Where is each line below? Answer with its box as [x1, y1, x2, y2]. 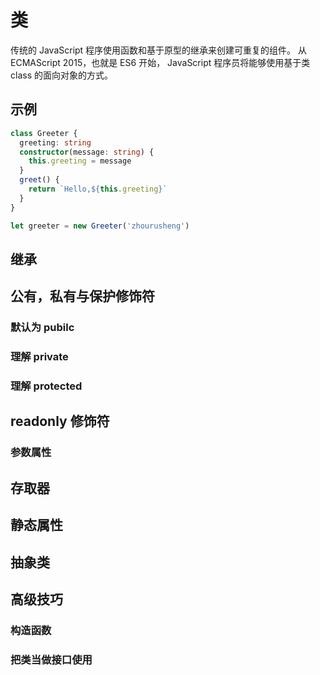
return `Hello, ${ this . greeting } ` [28, 184, 168, 194]
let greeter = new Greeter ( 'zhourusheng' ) [10, 221, 190, 231]
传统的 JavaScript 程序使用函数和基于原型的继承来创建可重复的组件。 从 [10, 44, 308, 56]
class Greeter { [10, 128, 78, 138]
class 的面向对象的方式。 [10, 69, 113, 81]
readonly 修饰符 [10, 413, 110, 430]
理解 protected [10, 379, 83, 393]
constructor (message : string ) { [19, 147, 155, 157]
